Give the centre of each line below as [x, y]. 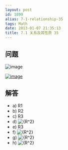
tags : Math [16, 24]
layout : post [19, 10]
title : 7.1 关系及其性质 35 [32, 33]
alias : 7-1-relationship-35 [34, 19]
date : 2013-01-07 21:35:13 [33, 28]
